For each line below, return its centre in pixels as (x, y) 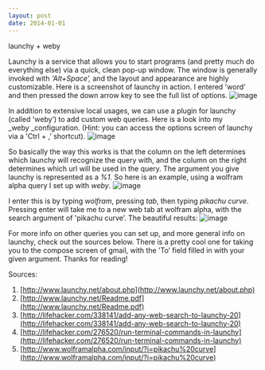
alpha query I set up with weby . (60, 185)
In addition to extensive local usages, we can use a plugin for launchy (122, 110)
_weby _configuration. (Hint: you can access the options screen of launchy (131, 128)
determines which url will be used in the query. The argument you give (124, 168)
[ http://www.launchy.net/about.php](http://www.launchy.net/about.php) (137, 289)
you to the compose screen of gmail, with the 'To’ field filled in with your (127, 250)
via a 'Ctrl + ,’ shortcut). (47, 136)
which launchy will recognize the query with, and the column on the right (127, 159)
